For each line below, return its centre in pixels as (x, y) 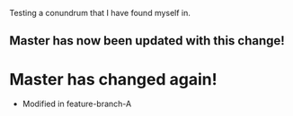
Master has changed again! (113, 79)
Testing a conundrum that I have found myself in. (100, 13)
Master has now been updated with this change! (147, 41)
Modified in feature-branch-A (77, 104)
